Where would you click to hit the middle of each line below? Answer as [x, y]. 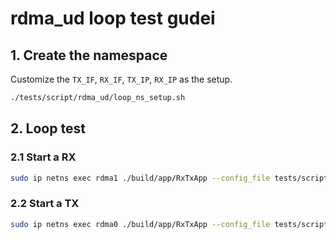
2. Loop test [48, 128]
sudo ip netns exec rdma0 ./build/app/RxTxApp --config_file [140, 224]
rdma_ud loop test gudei [113, 18]
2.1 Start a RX [43, 157]
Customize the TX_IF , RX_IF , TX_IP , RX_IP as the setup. [121, 79]
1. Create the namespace [89, 55]
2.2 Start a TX [45, 204]
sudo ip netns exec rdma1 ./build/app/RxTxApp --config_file [140, 178]
